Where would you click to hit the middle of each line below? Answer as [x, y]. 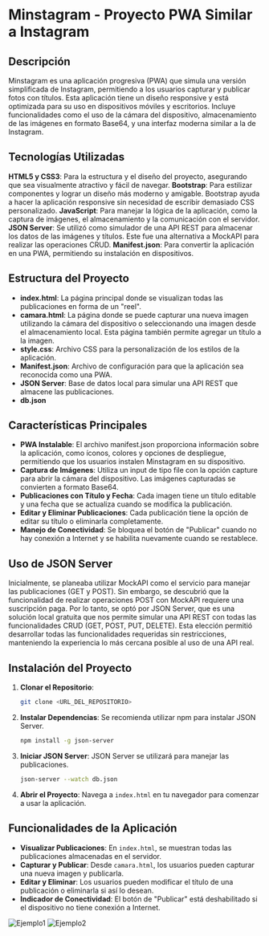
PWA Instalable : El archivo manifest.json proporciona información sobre [139, 445]
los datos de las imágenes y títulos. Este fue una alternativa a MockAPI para [134, 236]
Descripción [39, 61]
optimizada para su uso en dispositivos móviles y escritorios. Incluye [122, 106]
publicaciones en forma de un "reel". [81, 306]
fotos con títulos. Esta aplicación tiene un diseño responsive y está [118, 98]
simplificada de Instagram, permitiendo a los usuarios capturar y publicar [129, 89]
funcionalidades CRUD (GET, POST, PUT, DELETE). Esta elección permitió [130, 626]
